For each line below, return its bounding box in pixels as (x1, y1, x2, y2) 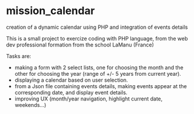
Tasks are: (6, 52, 31, 59)
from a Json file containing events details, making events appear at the (14, 82, 188, 89)
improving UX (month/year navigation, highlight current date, (14, 95, 163, 102)
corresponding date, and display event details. (14, 89, 128, 96)
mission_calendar (6, 4, 96, 18)
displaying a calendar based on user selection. (14, 76, 129, 83)
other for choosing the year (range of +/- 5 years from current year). (14, 70, 182, 77)
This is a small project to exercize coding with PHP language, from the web (6, 35, 188, 42)
